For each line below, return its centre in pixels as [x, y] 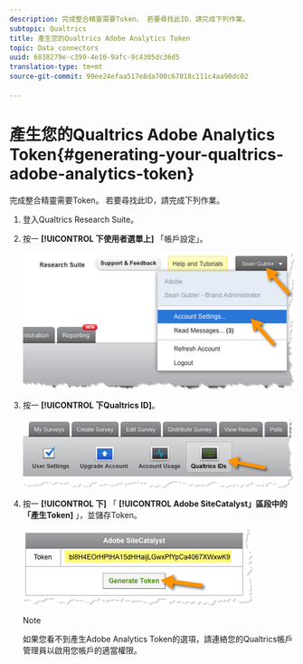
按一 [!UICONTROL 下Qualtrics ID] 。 [91, 405]
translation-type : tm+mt [56, 67]
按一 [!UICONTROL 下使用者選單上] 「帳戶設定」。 [115, 238]
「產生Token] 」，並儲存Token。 [82, 515]
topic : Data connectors [54, 48]
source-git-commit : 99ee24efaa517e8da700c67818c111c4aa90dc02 [129, 77]
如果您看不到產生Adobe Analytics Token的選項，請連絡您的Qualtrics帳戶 [158, 639]
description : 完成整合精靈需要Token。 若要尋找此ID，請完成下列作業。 [129, 19]
